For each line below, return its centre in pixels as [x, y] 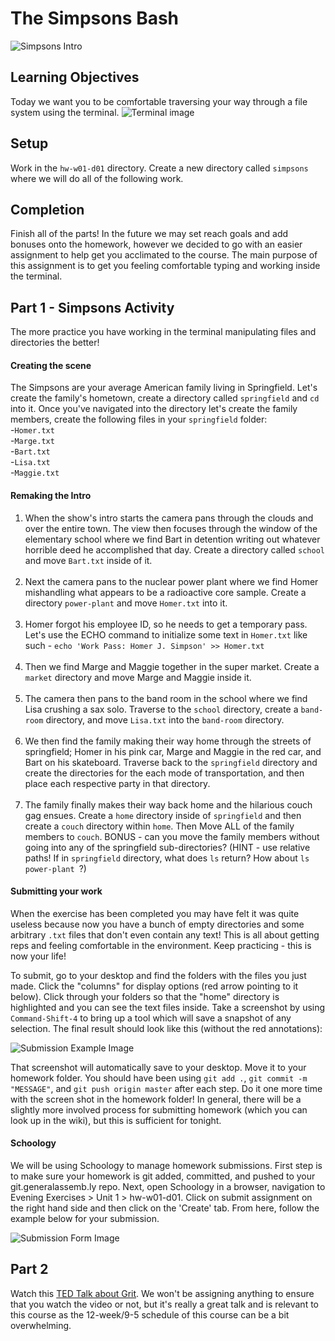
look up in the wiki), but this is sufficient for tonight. [116, 1120]
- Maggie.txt [35, 473]
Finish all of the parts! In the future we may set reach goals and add [149, 234]
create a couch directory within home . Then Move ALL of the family [159, 826]
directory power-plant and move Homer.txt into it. [126, 603]
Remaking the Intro [51, 495]
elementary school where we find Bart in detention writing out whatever [172, 539]
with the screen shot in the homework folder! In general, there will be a [156, 1099]
